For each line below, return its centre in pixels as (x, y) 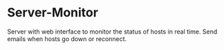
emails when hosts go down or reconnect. (67, 38)
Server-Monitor (53, 13)
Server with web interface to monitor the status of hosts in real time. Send (112, 32)
